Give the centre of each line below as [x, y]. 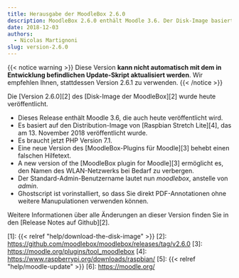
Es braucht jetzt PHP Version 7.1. [65, 140]
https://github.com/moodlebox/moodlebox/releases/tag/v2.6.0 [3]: [105, 244]
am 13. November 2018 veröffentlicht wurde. [83, 133]
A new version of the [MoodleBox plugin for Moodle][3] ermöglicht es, [121, 163]
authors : [20, 34]
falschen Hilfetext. [44, 155]
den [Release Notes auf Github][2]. [59, 222]
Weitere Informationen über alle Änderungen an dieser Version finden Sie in [118, 215]
